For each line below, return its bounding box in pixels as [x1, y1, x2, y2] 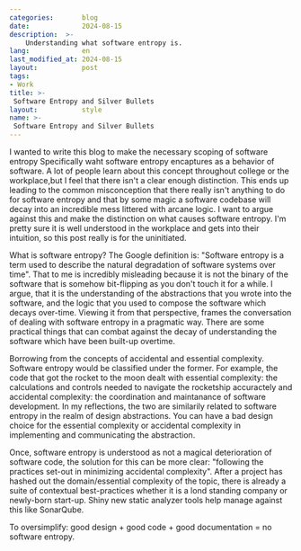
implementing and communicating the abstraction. [9, 430, 196, 440]
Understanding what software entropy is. [25, 38, 182, 48]
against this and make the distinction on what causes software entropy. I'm [9, 213, 287, 224]
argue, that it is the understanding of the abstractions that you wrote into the [9, 289, 292, 298]
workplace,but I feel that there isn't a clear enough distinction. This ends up [9, 175, 289, 185]
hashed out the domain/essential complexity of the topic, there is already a [9, 475, 286, 486]
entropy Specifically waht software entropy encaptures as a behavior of [9, 156, 275, 166]
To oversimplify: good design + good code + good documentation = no [9, 522, 272, 532]
